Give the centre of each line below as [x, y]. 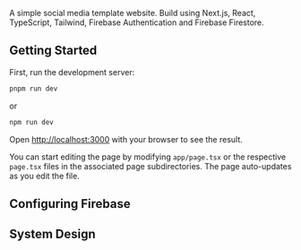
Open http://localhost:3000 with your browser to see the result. [126, 139]
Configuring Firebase [70, 204]
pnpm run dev [34, 89]
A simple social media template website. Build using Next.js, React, [133, 13]
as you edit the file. [45, 176]
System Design [52, 234]
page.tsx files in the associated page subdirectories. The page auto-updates [150, 166]
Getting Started [53, 51]
